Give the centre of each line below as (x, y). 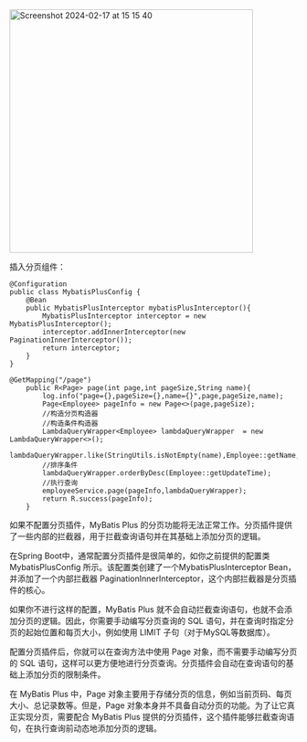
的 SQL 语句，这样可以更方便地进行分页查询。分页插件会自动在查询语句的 (148, 663)
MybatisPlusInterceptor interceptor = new (124, 316)
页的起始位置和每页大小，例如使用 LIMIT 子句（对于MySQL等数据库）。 (143, 632)
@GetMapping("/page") (51, 380)
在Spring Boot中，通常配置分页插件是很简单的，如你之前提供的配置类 (140, 556)
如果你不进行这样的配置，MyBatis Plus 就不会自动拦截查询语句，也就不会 (147, 609)
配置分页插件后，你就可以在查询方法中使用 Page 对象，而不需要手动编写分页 (153, 652)
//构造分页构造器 (70, 414)
